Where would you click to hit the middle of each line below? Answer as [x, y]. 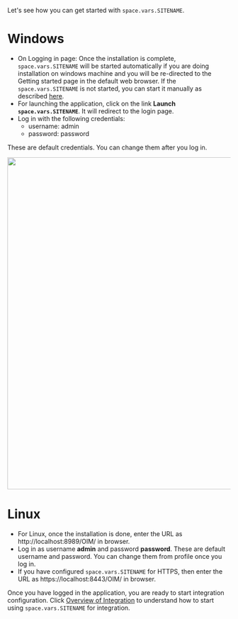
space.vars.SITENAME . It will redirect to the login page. [96, 111]
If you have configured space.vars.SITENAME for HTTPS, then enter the [120, 571]
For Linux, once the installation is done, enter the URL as [100, 533]
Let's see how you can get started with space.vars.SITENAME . [96, 10]
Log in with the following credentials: [71, 118]
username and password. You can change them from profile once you [120, 556]
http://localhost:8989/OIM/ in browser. [74, 541]
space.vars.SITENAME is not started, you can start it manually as [109, 89]
